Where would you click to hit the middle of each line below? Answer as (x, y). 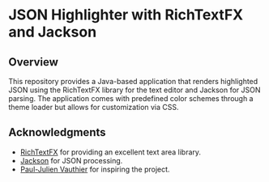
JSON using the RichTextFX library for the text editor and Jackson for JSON (134, 90)
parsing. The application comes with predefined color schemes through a (131, 98)
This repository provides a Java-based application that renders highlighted (133, 81)
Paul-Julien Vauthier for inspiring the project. (95, 169)
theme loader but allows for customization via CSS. (94, 107)
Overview (34, 62)
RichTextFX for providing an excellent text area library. (110, 152)
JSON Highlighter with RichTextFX (126, 15)
